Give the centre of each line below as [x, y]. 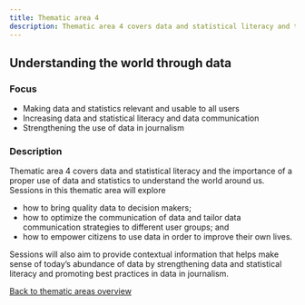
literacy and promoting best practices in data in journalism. [119, 274]
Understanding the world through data [120, 63]
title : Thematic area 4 [54, 18]
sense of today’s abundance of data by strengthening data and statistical [146, 264]
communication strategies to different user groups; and [126, 227]
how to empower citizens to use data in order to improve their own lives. [157, 237]
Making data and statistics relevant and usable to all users [131, 109]
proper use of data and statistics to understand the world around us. [137, 181]
